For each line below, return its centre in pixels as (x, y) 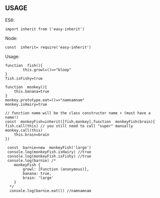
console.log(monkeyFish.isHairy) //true (49, 152)
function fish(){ (24, 65)
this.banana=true (32, 91)
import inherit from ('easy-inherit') (45, 29)
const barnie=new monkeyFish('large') (49, 148)
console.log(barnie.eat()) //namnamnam (50, 191)
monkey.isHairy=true (26, 104)
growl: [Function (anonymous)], (56, 169)
